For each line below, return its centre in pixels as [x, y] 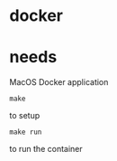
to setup [25, 116]
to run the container [46, 149]
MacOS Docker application [59, 82]
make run [26, 132]
